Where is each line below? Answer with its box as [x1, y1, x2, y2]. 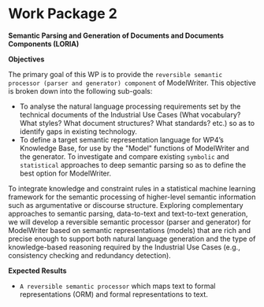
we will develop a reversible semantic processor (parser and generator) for [8, 217, 251, 227]
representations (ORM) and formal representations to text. [19, 289, 209, 299]
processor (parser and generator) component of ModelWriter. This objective [8, 78, 256, 87]
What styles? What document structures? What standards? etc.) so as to [19, 118, 255, 128]
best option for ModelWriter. [19, 168, 112, 178]
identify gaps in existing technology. [19, 127, 138, 136]
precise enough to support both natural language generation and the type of [8, 234, 256, 243]
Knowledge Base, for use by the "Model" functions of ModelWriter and [19, 143, 250, 153]
